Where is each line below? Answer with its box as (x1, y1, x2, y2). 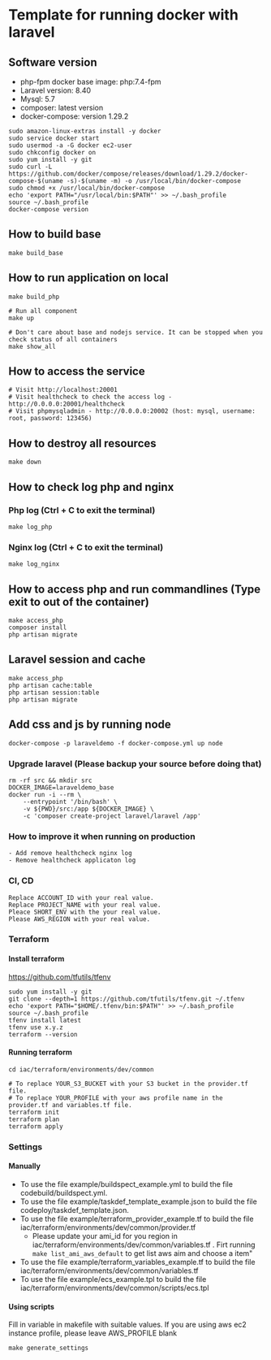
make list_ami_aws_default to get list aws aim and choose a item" (32, 1249, 253, 1258)
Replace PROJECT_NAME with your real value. (8, 901, 161, 909)
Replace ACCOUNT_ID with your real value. (8, 893, 154, 902)
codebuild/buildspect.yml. (19, 1188, 108, 1198)
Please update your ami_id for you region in (32, 1232, 179, 1241)
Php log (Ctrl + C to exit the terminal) (8, 504, 156, 515)
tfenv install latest (8, 1016, 82, 1024)
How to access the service (8, 364, 145, 379)
